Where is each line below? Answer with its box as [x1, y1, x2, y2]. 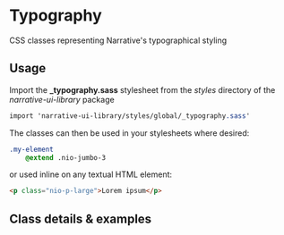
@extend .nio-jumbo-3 [25, 153, 106, 162]
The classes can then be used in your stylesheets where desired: [9, 127, 250, 138]
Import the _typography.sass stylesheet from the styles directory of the [9, 84, 276, 95]
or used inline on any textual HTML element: [9, 169, 173, 180]
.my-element [9, 145, 54, 154]
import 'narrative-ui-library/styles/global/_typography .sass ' [9, 111, 251, 121]
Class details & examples [9, 211, 152, 226]
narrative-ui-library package [9, 94, 115, 105]
